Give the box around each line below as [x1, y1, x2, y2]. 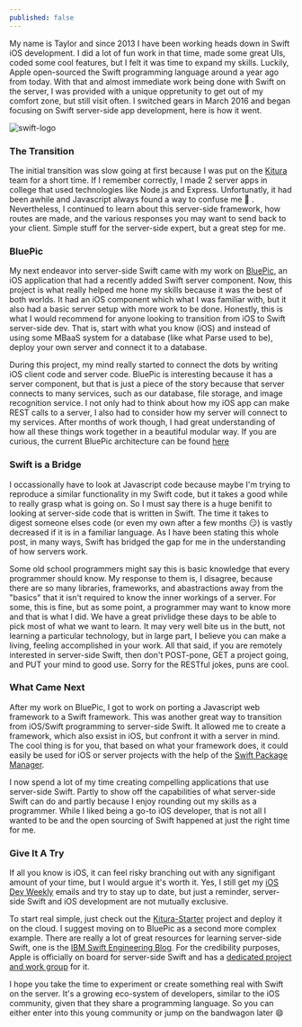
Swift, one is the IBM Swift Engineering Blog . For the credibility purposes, [9, 942, 280, 953]
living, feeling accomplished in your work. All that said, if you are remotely [9, 640, 283, 651]
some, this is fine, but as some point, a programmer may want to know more [9, 601, 291, 612]
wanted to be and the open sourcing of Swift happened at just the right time [9, 815, 290, 825]
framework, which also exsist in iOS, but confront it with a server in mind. [9, 730, 280, 741]
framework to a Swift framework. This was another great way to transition [9, 711, 282, 722]
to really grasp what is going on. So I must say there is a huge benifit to [9, 498, 272, 509]
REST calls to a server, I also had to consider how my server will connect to [9, 407, 288, 419]
